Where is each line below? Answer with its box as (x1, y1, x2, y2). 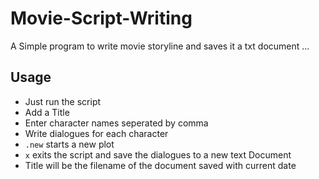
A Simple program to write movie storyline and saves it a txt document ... (10, 40, 310, 52)
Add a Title (24, 106, 70, 118)
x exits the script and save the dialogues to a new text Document (24, 148, 292, 161)
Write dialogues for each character (24, 127, 169, 139)
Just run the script (24, 95, 102, 107)
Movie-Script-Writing (10, 7, 193, 30)
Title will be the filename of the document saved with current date (24, 159, 297, 171)
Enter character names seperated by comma (24, 117, 209, 129)
